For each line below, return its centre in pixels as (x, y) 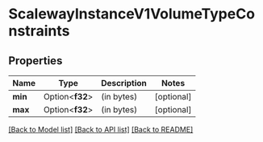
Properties (35, 61)
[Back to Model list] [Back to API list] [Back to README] (101, 130)
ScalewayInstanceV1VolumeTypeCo (132, 14)
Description (124, 83)
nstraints (39, 31)
